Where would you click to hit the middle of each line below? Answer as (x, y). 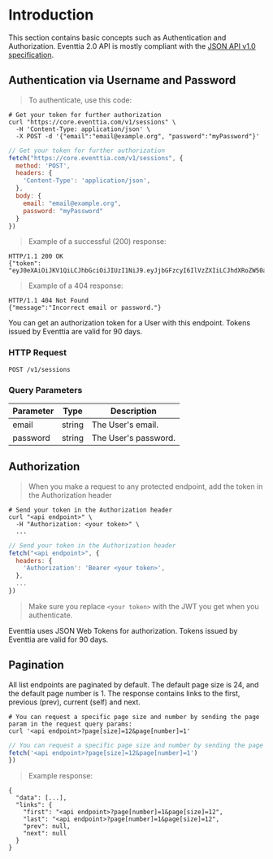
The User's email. (125, 425)
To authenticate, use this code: (80, 100)
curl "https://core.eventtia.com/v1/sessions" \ (92, 122)
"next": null (45, 834)
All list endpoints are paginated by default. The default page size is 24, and (134, 684)
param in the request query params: (70, 724)
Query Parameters (45, 390)
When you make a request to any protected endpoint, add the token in (145, 486)
